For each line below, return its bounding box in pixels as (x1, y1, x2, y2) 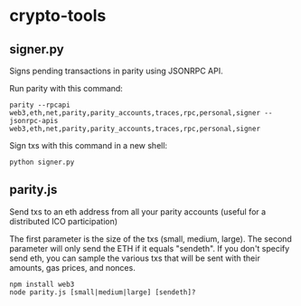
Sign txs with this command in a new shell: (9, 140, 168, 150)
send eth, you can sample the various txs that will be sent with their (9, 253, 260, 263)
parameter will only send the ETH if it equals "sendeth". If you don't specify (9, 243, 290, 253)
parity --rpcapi (9, 100, 71, 110)
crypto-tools (9, 5, 107, 26)
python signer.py (9, 158, 75, 167)
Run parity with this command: (9, 83, 124, 93)
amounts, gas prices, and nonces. (9, 262, 136, 273)
